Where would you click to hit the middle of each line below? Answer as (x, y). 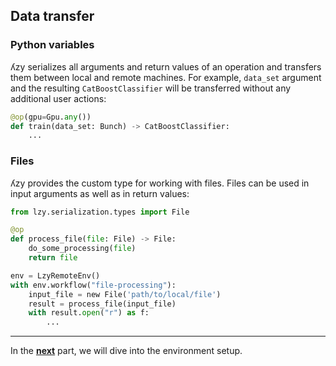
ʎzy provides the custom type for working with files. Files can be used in (160, 183)
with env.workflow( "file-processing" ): (93, 285)
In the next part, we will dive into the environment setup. (126, 351)
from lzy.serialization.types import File (100, 212)
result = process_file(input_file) (102, 304)
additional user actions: (58, 98)
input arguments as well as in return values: (100, 193)
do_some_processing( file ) (82, 249)
